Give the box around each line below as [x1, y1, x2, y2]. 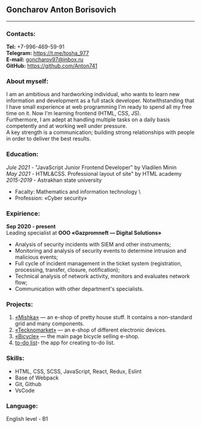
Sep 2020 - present [6, 223, 56, 230]
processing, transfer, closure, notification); [14, 266, 120, 273]
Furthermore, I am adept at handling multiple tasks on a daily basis [6, 116, 170, 123]
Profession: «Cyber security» [14, 194, 87, 201]
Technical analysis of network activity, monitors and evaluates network [14, 273, 190, 280]
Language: [6, 402, 38, 410]
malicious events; [14, 253, 59, 261]
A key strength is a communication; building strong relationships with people [6, 129, 195, 136]
